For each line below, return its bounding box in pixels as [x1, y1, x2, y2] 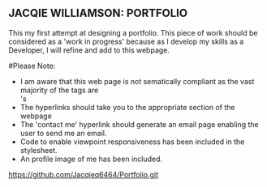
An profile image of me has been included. [19, 154, 163, 164]
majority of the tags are [19, 85, 99, 95]
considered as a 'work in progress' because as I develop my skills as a [8, 36, 244, 46]
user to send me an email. [19, 128, 107, 138]
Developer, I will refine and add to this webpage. [8, 45, 170, 55]
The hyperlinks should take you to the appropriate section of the [19, 102, 235, 112]
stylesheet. [19, 145, 58, 155]
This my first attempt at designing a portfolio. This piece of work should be [8, 28, 258, 37]
